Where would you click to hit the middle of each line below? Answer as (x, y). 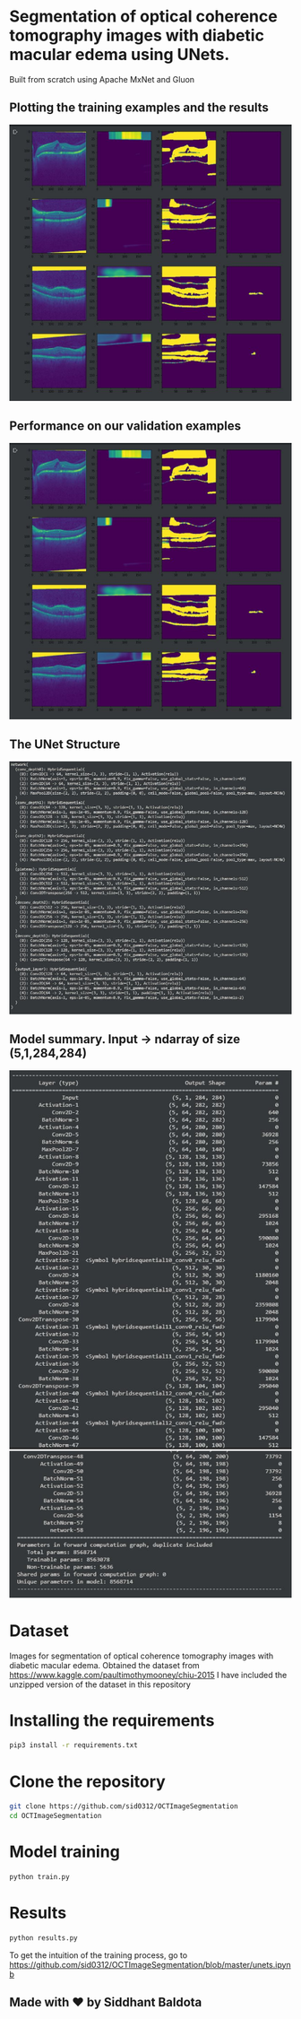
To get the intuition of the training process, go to (99, 1955)
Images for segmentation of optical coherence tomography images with (142, 1656)
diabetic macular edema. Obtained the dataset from (104, 1665)
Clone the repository (87, 1781)
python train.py (39, 1876)
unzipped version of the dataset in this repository (100, 1684)
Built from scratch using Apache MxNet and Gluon (102, 79)
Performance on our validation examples (125, 426)
